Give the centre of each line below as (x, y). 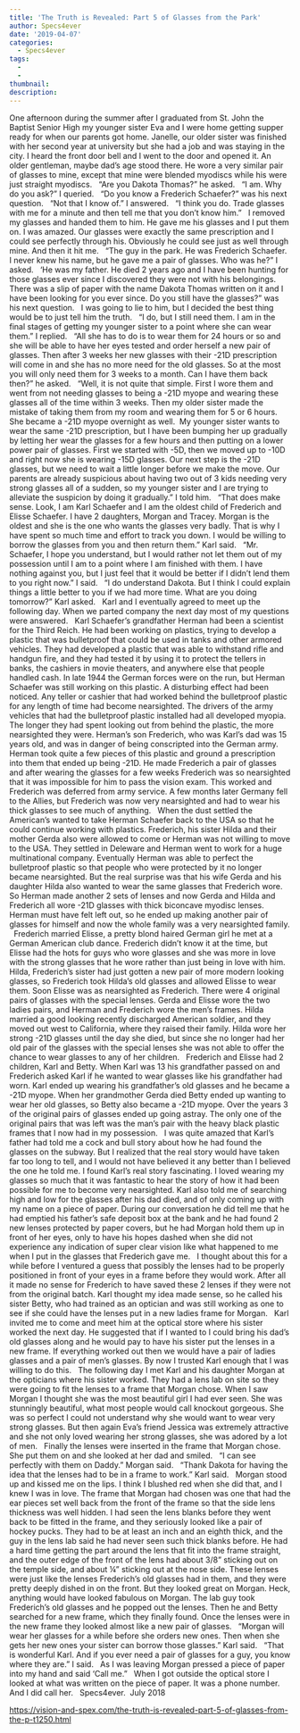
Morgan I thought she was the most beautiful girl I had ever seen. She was (146, 1398)
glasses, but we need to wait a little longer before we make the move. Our (145, 469)
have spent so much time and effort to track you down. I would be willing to (148, 535)
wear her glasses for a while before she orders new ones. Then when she (145, 1636)
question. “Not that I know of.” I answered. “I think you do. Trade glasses (147, 203)
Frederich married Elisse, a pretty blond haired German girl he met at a (143, 933)
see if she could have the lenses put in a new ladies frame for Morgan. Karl (149, 1312)
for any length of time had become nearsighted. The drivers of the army (142, 705)
